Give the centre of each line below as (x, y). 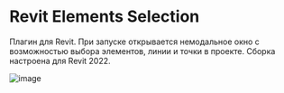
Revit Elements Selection (105, 17)
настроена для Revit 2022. (60, 60)
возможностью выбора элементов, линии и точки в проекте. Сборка (142, 51)
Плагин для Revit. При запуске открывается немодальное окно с (134, 42)
